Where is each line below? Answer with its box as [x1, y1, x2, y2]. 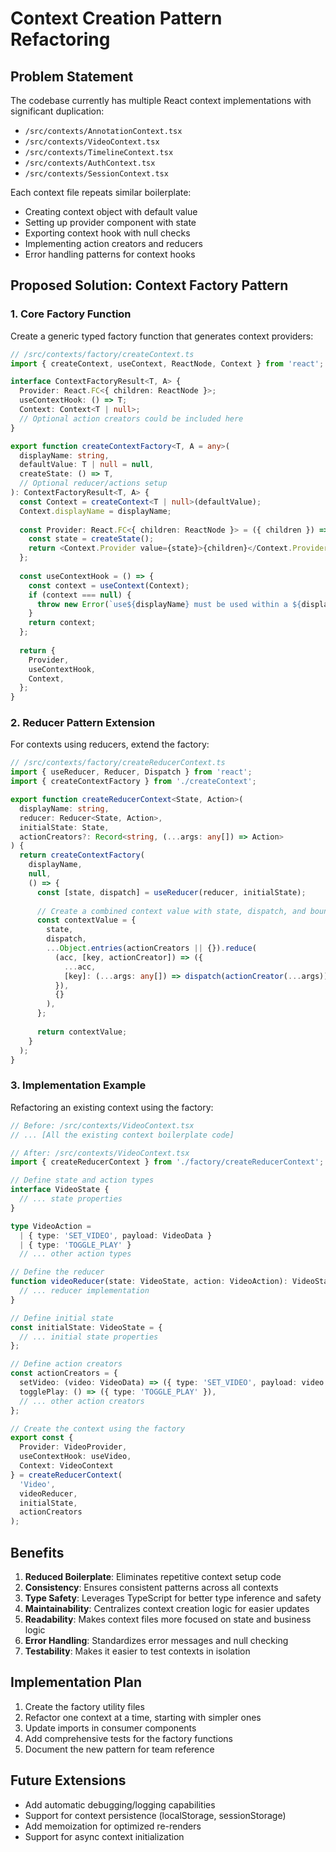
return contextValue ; [36, 1027, 128, 1037]
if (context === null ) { [28, 590, 132, 600]
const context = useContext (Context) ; [28, 580, 190, 591]
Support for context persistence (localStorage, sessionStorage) [24, 1809, 287, 1821]
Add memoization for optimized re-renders [24, 1820, 202, 1832]
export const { [10, 1433, 74, 1443]
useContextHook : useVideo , [19, 1452, 132, 1462]
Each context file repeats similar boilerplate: [10, 187, 192, 198]
